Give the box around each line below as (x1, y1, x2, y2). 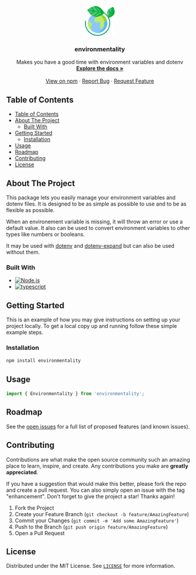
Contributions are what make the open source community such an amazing (6, 456, 190, 463)
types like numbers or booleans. (6, 230, 85, 238)
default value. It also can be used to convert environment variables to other (6, 224, 190, 231)
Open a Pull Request (14, 529, 65, 536)
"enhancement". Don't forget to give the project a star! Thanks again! (6, 492, 175, 500)
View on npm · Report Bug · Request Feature (45, 77, 154, 85)
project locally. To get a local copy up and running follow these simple (6, 323, 177, 330)
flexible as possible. (6, 206, 55, 213)
